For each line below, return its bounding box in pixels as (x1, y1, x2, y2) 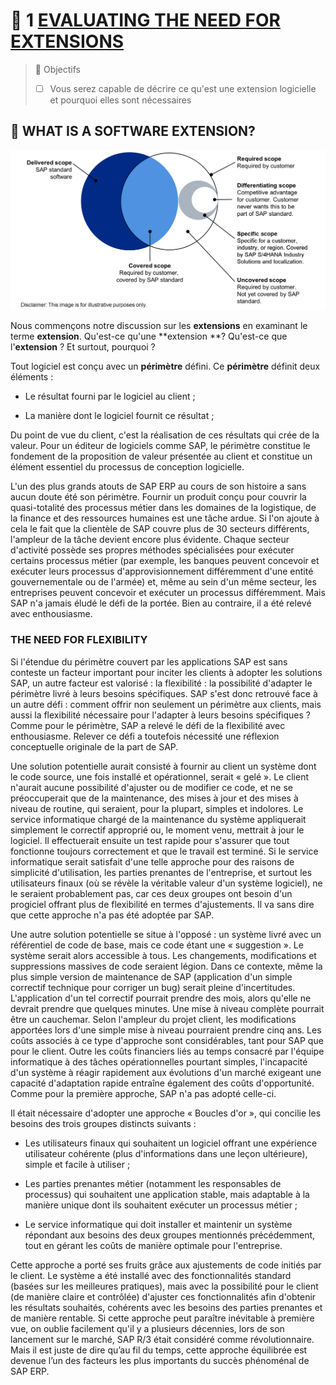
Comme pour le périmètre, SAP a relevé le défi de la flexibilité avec (10, 719, 286, 731)
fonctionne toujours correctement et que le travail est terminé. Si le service (10, 845, 319, 857)
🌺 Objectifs (34, 63, 81, 75)
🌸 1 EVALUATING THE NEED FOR (10, 9, 281, 32)
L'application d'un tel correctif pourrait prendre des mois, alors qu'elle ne (10, 992, 312, 1004)
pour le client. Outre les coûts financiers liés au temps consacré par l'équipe (10, 1045, 325, 1057)
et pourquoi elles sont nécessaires (49, 94, 192, 106)
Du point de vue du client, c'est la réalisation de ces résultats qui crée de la (10, 429, 320, 441)
